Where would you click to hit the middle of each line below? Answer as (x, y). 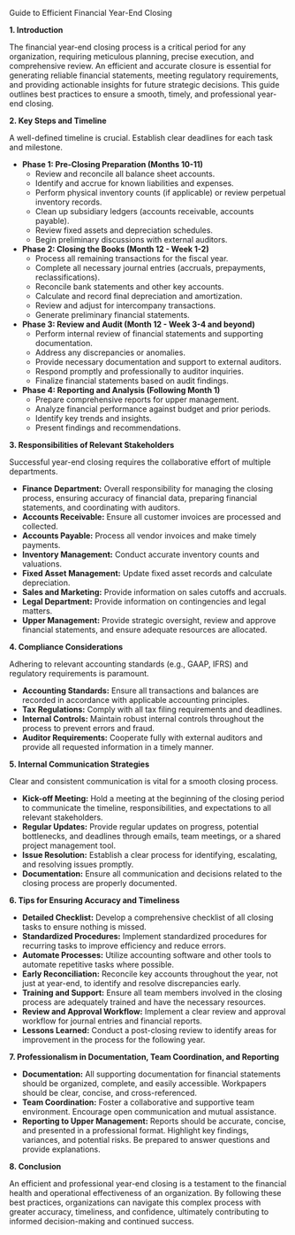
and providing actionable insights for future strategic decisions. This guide (144, 85)
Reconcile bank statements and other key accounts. (129, 286)
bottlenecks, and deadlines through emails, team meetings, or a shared (151, 836)
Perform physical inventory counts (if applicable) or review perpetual (160, 193)
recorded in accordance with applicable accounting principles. (136, 700)
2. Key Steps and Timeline (58, 120)
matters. (37, 611)
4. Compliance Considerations (66, 647)
